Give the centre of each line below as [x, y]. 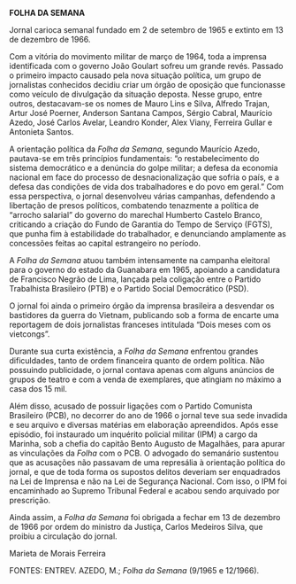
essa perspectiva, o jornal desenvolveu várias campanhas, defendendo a [142, 196]
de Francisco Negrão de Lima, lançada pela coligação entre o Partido [135, 279]
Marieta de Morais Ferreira [57, 553]
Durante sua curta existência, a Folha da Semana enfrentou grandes [134, 351]
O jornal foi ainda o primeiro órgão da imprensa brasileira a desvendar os [142, 306]
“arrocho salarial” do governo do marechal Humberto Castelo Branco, [136, 215]
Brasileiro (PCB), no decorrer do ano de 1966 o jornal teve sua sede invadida [148, 415]
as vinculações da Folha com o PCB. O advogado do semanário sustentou [144, 453]
